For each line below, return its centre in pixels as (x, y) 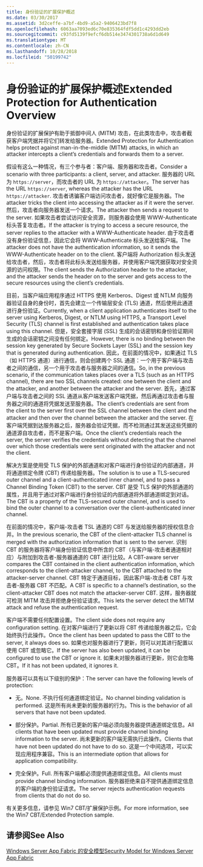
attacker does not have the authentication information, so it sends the (93, 247)
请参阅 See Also (35, 835)
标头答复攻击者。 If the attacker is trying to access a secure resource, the (98, 225)
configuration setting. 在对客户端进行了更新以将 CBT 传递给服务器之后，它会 (101, 627)
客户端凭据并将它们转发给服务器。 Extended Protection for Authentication (102, 140)
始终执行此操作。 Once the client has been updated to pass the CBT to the (98, 635)
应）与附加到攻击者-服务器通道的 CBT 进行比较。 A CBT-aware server (92, 557)
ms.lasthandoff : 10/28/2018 (42, 52)
